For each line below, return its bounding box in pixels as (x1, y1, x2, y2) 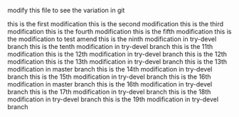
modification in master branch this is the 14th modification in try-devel (7, 65, 213, 73)
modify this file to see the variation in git (7, 6, 125, 14)
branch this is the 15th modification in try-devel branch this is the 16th (7, 72, 211, 81)
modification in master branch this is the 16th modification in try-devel (7, 80, 213, 88)
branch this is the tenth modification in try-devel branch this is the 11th (7, 43, 213, 50)
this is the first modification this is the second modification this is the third (7, 20, 224, 28)
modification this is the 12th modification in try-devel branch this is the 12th (7, 50, 228, 58)
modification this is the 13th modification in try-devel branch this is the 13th (7, 57, 228, 66)
